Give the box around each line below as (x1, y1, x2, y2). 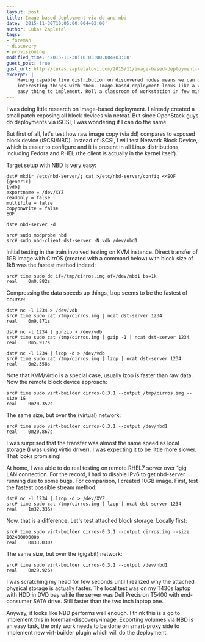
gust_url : (6, 65, 32, 72)
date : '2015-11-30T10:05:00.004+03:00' (6, 20, 108, 26)
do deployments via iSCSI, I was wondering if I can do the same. (6, 118, 168, 125)
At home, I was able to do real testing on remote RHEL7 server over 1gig (6, 464, 187, 471)
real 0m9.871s (6, 318, 51, 324)
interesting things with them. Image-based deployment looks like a (17, 83, 195, 89)
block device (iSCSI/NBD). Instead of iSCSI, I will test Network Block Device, (6, 136, 198, 144)
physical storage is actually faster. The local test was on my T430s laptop (6, 585, 191, 592)
